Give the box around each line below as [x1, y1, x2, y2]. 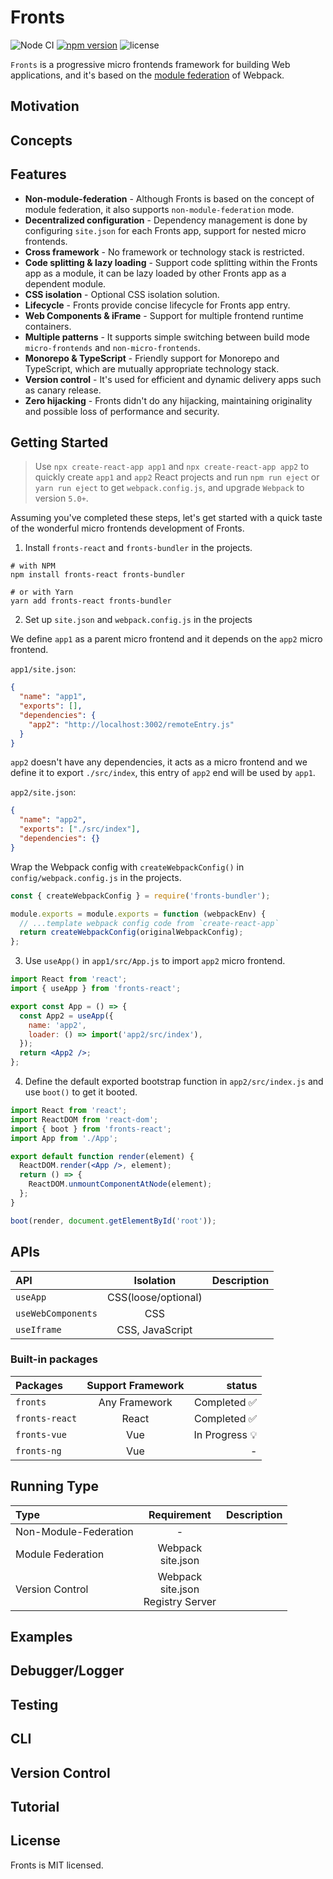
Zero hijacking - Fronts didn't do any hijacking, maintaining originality [24, 394, 313, 406]
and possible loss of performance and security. [24, 405, 220, 417]
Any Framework [98, 1395, 173, 1409]
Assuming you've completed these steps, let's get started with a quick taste [10, 512, 323, 524]
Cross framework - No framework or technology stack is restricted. [24, 246, 305, 258]
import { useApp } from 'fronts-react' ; [10, 984, 182, 994]
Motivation [10, 98, 80, 115]
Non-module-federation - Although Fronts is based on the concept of [24, 192, 315, 205]
